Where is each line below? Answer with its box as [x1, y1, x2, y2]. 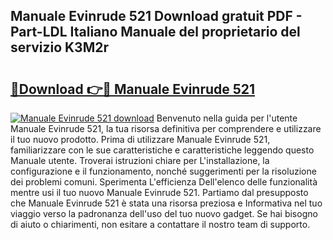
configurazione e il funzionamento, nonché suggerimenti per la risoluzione [10, 165, 317, 177]
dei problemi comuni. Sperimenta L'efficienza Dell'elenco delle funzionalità [10, 176, 318, 188]
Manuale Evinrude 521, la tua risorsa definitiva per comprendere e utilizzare [10, 123, 322, 134]
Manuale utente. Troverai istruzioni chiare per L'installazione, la [10, 155, 270, 166]
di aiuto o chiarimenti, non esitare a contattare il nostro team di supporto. [10, 219, 311, 230]
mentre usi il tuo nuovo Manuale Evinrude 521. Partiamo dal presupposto [10, 187, 309, 198]
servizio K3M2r [10, 39, 110, 56]
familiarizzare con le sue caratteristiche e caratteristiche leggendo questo [10, 144, 315, 156]
